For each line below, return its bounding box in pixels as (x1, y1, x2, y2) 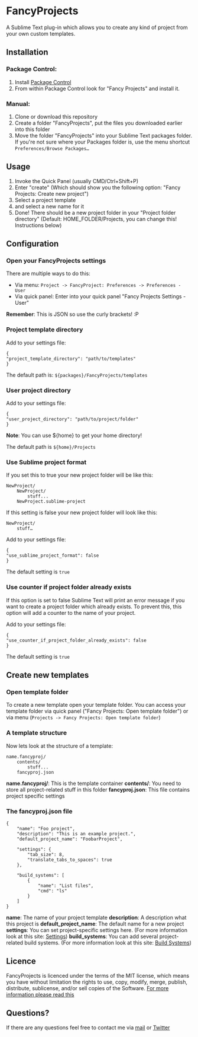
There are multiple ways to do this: (6, 270, 90, 277)
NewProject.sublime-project (17, 499, 86, 505)
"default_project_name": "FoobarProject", (17, 836, 123, 842)
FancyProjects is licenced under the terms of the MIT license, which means (6, 972, 190, 979)
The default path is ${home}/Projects (6, 443, 96, 451)
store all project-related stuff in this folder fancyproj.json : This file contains (6, 786, 190, 793)
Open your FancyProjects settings (6, 257, 106, 265)
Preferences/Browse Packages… (14, 145, 90, 152)
